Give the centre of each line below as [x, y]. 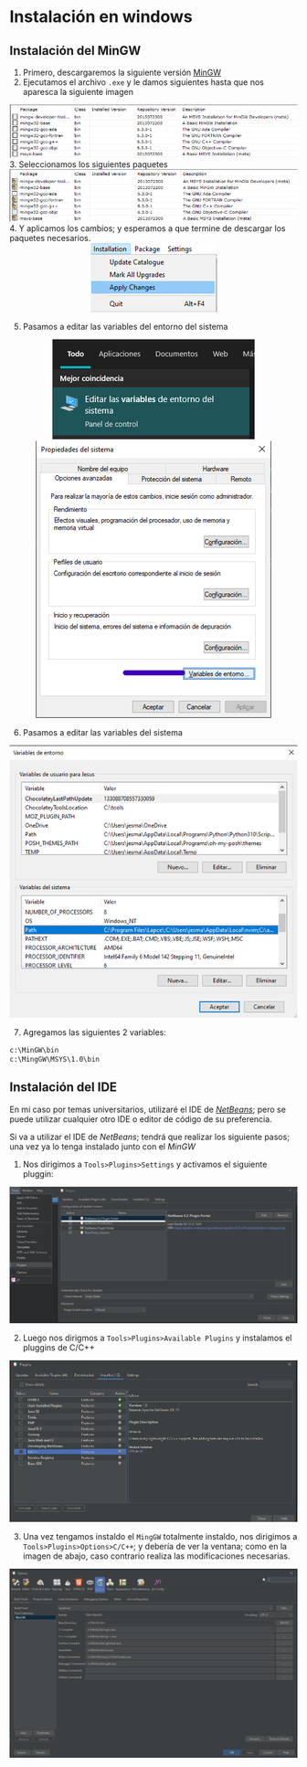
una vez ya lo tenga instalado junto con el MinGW [103, 1146]
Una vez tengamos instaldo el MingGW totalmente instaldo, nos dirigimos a [160, 1536]
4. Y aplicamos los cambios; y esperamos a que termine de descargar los [148, 228]
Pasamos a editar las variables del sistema [102, 733]
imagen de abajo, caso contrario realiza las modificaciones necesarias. [156, 1556]
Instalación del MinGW [75, 51]
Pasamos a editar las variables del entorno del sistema [125, 327]
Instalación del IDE [63, 1088]
